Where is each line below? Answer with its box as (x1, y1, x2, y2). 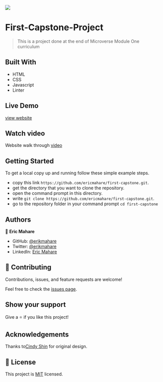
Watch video (5, 129, 45, 137)
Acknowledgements (5, 330, 69, 339)
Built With (5, 58, 36, 67)
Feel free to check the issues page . (5, 286, 77, 292)
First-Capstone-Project (5, 22, 103, 33)
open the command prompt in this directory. (12, 190, 103, 196)
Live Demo (5, 102, 39, 110)
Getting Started (5, 157, 54, 165)
